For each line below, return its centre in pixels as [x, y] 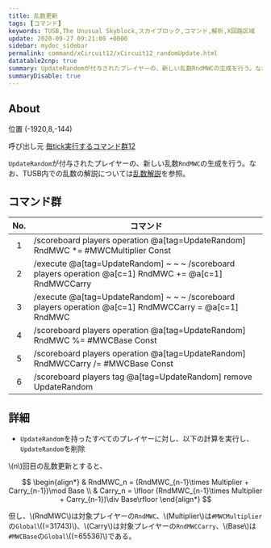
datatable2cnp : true [43, 61]
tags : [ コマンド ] [35, 23]
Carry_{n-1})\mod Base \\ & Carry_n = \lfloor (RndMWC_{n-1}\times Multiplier [135, 491]
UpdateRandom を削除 [52, 449]
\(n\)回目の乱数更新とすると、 [58, 466]
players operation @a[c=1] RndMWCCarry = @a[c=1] [136, 307]
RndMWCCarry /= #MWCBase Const [103, 364]
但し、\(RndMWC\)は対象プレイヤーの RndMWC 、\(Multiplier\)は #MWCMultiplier [135, 516]
